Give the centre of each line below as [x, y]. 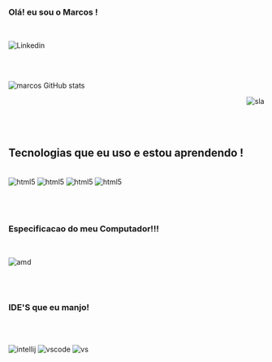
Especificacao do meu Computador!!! [84, 228]
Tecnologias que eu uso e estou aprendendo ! [126, 153]
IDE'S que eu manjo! [49, 307]
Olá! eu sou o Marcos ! [54, 12]
